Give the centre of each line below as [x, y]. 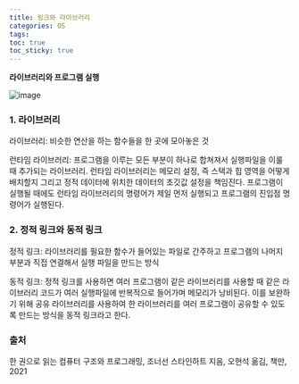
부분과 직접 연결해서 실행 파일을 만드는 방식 [84, 262]
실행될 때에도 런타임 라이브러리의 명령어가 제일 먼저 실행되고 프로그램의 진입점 [145, 194]
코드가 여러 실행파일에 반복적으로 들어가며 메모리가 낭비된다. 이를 [153, 292]
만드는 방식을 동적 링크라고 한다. [75, 314]
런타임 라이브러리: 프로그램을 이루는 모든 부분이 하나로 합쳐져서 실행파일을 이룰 [146, 160]
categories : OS [37, 26]
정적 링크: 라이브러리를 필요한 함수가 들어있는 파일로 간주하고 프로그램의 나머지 [146, 251]
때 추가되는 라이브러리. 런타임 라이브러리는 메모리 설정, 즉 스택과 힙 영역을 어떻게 [149, 171]
